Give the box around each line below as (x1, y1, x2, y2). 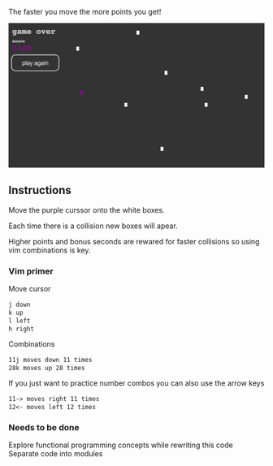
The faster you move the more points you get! (8, 7, 162, 16)
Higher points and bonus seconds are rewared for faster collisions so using (8, 236, 260, 246)
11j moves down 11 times (8, 356, 93, 365)
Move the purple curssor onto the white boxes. (8, 205, 165, 214)
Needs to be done (8, 422, 80, 433)
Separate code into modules (8, 449, 103, 459)
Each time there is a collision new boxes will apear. (8, 221, 179, 231)
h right (8, 325, 35, 334)
